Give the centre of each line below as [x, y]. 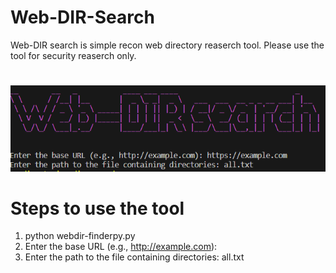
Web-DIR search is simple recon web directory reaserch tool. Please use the [167, 45]
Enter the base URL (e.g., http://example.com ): [121, 247]
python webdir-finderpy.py [80, 236]
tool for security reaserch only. [73, 55]
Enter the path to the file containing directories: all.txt [134, 257]
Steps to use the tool [97, 208]
